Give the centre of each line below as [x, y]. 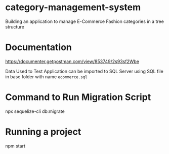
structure [15, 26]
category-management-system [73, 7]
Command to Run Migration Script [78, 97]
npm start [15, 146]
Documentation [39, 48]
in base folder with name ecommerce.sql [46, 76]
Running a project [43, 132]
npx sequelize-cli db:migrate [35, 111]
